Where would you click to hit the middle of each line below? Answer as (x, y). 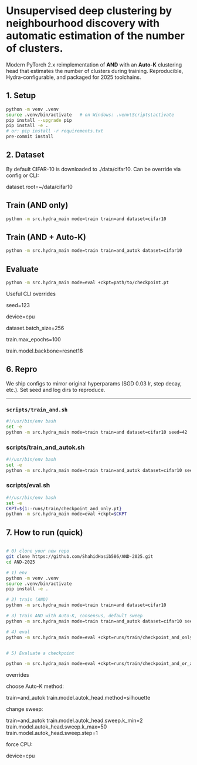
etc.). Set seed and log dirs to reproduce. (56, 390)
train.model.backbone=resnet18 (45, 351)
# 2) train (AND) (27, 600)
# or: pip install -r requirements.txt (55, 131)
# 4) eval (18, 632)
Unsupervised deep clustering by (89, 11)
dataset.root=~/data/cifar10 (40, 187)
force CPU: (19, 744)
